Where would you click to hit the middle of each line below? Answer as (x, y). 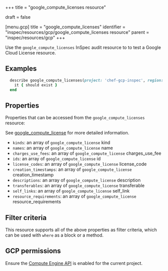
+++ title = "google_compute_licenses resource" (56, 7)
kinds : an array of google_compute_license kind (61, 143)
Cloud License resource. (31, 53)
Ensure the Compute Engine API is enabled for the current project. (74, 263)
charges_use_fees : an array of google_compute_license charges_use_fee (87, 153)
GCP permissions (33, 251)
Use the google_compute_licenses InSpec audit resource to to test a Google (83, 47)
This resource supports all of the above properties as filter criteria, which (81, 230)
